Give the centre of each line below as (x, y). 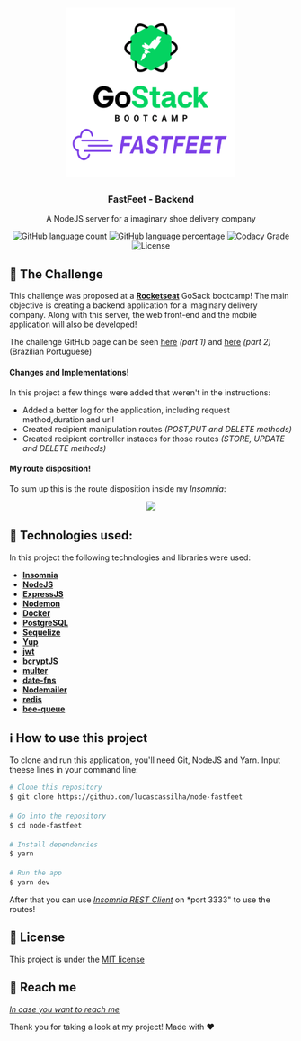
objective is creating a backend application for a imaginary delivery (133, 305)
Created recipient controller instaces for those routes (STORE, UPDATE (154, 439)
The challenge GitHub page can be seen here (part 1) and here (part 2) (140, 342)
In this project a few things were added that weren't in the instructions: (140, 392)
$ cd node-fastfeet (46, 825)
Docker (36, 613)
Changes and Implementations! (69, 372)
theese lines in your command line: (74, 770)
